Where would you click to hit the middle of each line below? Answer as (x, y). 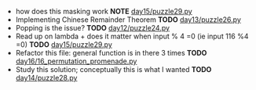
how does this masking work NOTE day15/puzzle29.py (104, 11)
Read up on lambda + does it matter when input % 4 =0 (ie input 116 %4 (132, 36)
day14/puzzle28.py (46, 78)
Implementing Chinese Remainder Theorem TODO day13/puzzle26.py (128, 20)
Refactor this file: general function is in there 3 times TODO (111, 53)
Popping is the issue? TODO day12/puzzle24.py (93, 28)
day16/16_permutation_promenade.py (76, 61)
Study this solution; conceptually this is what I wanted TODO (113, 69)
